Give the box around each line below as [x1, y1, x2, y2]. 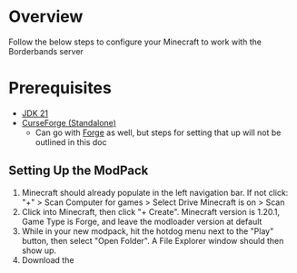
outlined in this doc [35, 136, 107, 147]
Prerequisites [8, 78, 113, 99]
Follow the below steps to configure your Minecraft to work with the [8, 36, 262, 47]
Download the [21, 254, 74, 265]
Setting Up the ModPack [8, 163, 149, 179]
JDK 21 [21, 107, 49, 119]
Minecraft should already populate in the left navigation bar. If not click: [21, 187, 289, 198]
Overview [8, 6, 84, 27]
